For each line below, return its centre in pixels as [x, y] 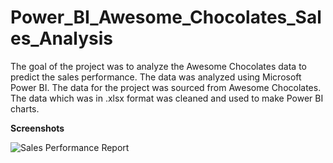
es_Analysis [61, 38]
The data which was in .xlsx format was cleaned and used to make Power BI [167, 98]
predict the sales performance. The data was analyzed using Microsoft [156, 77]
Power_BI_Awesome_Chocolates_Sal [166, 17]
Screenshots [37, 128]
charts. [25, 108]
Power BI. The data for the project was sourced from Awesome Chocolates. [166, 87]
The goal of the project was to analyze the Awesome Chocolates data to [159, 66]
